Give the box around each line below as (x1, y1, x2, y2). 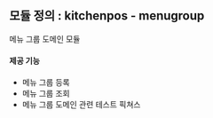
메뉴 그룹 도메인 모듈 (9, 34, 81, 44)
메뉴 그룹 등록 (21, 77, 70, 88)
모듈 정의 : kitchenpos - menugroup (9, 8, 205, 24)
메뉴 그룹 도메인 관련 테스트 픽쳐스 (21, 99, 141, 110)
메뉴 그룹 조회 (21, 88, 70, 99)
